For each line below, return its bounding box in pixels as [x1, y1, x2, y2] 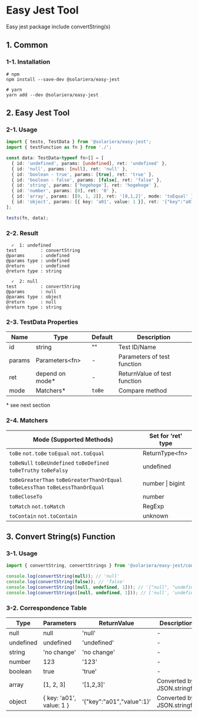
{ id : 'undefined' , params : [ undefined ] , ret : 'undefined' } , [11, 160, 167, 166]
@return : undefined [6, 263, 70, 269]
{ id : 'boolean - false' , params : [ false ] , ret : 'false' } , [11, 177, 162, 183]
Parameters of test [118, 353, 170, 361]
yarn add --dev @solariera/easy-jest [6, 92, 99, 98]
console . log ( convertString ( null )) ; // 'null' [6, 573, 120, 580]
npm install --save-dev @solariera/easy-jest [6, 76, 120, 83]
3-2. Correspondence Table [6, 604, 87, 612]
